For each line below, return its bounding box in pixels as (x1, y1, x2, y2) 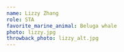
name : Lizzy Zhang (6, 9, 59, 17)
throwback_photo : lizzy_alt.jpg (6, 35, 99, 42)
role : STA (6, 16, 35, 23)
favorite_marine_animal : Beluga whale (6, 22, 117, 29)
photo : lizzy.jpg (6, 28, 56, 36)
